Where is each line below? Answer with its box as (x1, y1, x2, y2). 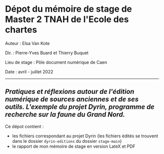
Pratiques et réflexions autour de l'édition (5, 88, 135, 96)
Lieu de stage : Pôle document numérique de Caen (5, 59, 107, 65)
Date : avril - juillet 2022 (5, 68, 54, 74)
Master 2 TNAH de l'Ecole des (5, 14, 129, 25)
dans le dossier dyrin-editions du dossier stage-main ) (12, 138, 122, 144)
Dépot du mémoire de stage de (5, 3, 132, 15)
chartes (5, 24, 38, 35)
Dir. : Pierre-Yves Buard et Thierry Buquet (5, 50, 89, 56)
